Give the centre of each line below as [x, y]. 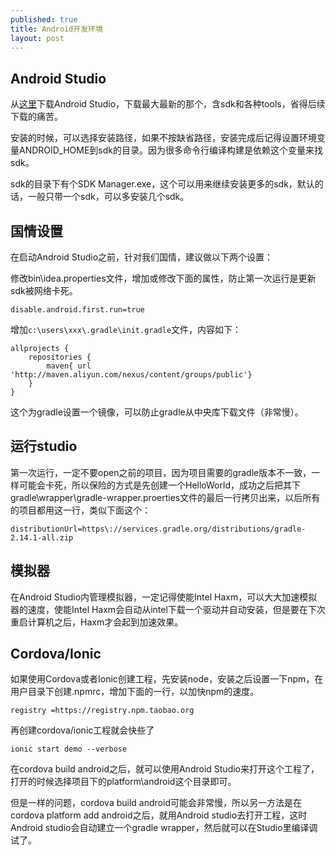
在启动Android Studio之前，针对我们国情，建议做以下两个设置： [142, 257]
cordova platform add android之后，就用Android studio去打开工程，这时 [159, 815]
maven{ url [69, 366]
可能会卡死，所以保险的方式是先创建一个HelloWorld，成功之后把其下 [159, 485]
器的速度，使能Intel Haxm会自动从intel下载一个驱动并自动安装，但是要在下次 [168, 609]
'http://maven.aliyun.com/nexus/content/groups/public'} [131, 375]
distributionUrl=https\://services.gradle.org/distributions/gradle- [158, 529]
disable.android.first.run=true [77, 310]
